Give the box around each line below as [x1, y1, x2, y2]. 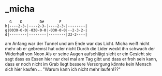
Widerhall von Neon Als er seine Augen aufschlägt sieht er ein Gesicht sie [5, 51, 152, 57]
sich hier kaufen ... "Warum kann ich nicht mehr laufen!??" [5, 66, 121, 72]
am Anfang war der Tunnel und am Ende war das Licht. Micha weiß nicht [5, 40, 150, 46]
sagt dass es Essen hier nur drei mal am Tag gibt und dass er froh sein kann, [5, 56, 158, 61]
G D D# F [9, 19, 62, 24]
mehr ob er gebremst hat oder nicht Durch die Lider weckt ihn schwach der [5, 46, 155, 51]
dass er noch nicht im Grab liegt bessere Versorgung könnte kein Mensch [5, 61, 151, 67]
